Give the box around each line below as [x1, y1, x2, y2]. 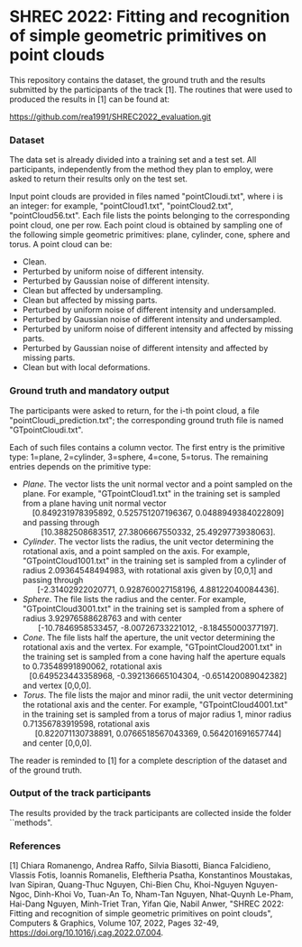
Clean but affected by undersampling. [22, 285, 164, 296]
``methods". [9, 817, 53, 828]
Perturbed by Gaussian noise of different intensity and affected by [22, 343, 269, 354]
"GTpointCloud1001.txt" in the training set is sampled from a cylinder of [22, 555, 287, 566]
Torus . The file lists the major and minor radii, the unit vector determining [22, 689, 294, 701]
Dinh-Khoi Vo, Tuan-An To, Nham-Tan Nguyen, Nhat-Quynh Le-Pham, [33, 889, 294, 900]
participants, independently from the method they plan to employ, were [9, 164, 273, 175]
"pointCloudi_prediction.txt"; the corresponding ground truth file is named [9, 414, 284, 425]
